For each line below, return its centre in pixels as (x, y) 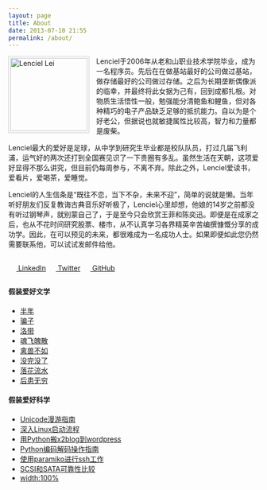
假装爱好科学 (29, 400)
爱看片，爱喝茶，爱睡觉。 (50, 178)
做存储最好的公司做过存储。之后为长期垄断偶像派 (176, 81)
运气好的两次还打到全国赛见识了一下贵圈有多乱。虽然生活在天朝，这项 (137, 158)
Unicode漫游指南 (48, 419)
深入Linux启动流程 (50, 430)
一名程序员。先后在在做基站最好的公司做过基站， (176, 72)
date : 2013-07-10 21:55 (48, 30)
